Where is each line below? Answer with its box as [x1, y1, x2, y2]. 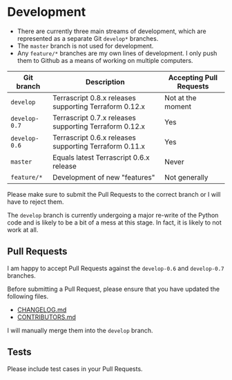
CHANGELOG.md [17, 305, 67, 314]
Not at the [164, 93, 197, 102]
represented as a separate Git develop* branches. [17, 34, 159, 42]
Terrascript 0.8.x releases [52, 93, 136, 102]
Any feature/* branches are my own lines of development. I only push [17, 49, 217, 57]
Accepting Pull [168, 73, 218, 82]
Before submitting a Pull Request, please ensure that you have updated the [7, 285, 220, 293]
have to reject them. [7, 198, 64, 206]
